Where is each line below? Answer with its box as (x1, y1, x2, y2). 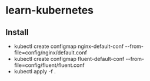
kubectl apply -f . (14, 68, 56, 74)
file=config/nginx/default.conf (14, 49, 88, 56)
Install (5, 27, 29, 37)
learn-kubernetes (5, 4, 94, 17)
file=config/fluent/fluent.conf (14, 61, 85, 69)
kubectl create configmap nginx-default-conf (14, 43, 124, 50)
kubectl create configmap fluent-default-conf (14, 56, 125, 62)
